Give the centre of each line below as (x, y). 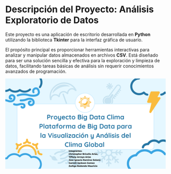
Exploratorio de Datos (52, 20)
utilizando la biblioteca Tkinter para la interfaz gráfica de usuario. (74, 40)
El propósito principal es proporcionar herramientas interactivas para (77, 49)
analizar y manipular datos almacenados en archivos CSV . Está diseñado (82, 55)
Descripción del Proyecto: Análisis (80, 9)
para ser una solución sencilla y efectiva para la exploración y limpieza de (83, 60)
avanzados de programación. (36, 71)
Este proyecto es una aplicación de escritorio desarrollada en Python (78, 34)
